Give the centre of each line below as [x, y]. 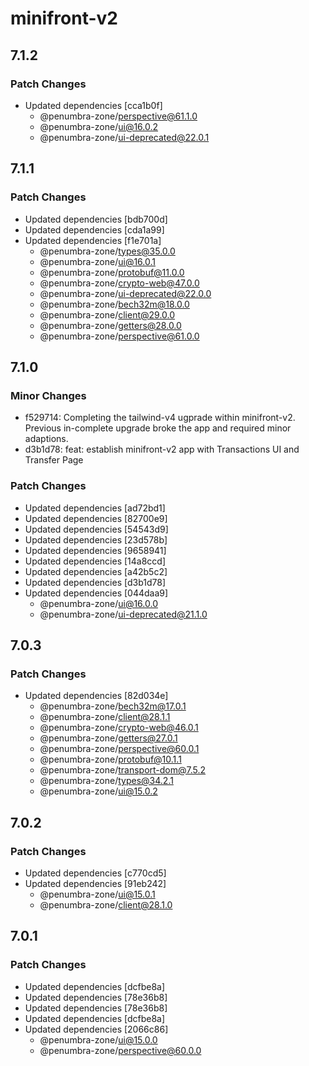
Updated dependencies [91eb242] [95, 883]
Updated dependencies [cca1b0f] [93, 105]
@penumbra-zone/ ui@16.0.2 [99, 126]
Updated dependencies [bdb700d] [96, 219]
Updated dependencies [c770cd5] [95, 873]
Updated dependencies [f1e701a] [93, 240]
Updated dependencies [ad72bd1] [95, 508]
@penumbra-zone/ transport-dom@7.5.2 [123, 770]
